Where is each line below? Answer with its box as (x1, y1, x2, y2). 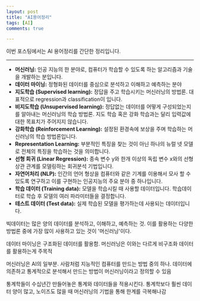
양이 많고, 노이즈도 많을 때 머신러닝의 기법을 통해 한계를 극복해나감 (12, 288, 167, 295)
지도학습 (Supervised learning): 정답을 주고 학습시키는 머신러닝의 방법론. (14, 88, 188, 95)
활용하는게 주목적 (12, 248, 52, 255)
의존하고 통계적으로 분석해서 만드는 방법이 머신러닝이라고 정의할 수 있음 (6, 268, 171, 275)
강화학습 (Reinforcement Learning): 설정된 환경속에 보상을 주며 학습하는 (14, 126, 186, 133)
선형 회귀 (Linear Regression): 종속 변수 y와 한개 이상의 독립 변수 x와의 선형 (14, 156, 193, 163)
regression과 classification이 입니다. (35, 96, 123, 103)
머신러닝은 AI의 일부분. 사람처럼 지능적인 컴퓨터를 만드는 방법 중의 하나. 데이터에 (6, 260, 192, 268)
